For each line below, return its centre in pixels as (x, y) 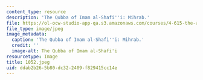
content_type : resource (36, 12)
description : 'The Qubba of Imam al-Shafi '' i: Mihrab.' (78, 17)
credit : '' (25, 46)
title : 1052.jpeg (28, 62)
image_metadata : (27, 34)
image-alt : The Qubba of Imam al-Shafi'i (65, 51)
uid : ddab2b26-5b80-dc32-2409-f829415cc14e (62, 68)
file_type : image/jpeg (35, 29)
